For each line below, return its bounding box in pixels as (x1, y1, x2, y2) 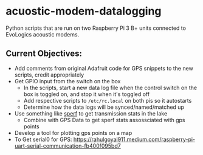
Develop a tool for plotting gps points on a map (14, 129, 132, 136)
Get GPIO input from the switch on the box (14, 77, 121, 84)
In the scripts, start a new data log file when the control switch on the (23, 84, 198, 91)
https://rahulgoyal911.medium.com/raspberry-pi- (73, 136, 196, 143)
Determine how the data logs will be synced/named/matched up (23, 103, 185, 111)
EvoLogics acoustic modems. (5, 30, 80, 38)
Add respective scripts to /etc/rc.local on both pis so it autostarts (23, 97, 192, 104)
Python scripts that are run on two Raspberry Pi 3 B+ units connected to (5, 24, 187, 32)
